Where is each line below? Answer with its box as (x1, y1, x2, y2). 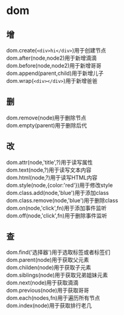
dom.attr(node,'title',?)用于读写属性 (6, 158, 93, 166)
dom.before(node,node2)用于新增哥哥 (6, 62, 102, 69)
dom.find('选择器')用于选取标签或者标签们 (6, 249, 111, 256)
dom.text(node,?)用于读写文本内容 (6, 166, 92, 174)
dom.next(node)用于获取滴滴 (6, 279, 79, 286)
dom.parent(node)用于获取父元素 (6, 257, 89, 264)
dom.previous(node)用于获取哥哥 (6, 287, 89, 294)
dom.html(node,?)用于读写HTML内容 (6, 174, 98, 181)
